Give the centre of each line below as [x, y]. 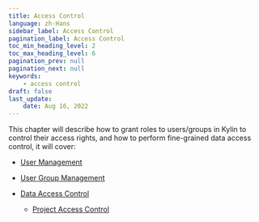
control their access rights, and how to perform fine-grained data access [130, 138]
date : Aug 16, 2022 [56, 106]
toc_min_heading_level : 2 [52, 46]
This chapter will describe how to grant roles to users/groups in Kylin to [127, 130]
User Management [51, 162]
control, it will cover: [42, 147]
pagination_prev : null [47, 62]
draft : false [30, 91]
